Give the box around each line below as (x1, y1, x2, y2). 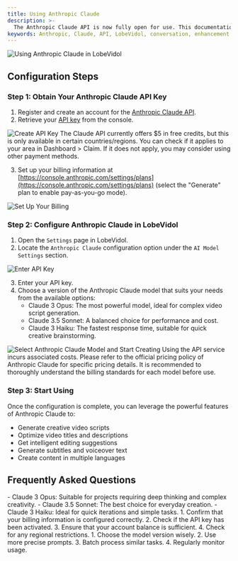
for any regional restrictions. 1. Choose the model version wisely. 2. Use (7, 530, 217, 539)
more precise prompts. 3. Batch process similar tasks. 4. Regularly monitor (7, 538, 225, 547)
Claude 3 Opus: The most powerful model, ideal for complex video (28, 301, 222, 310)
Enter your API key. (17, 279, 74, 287)
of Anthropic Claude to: (7, 410, 76, 418)
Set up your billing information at (17, 165, 113, 174)
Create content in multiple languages (17, 453, 125, 462)
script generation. (28, 309, 80, 317)
